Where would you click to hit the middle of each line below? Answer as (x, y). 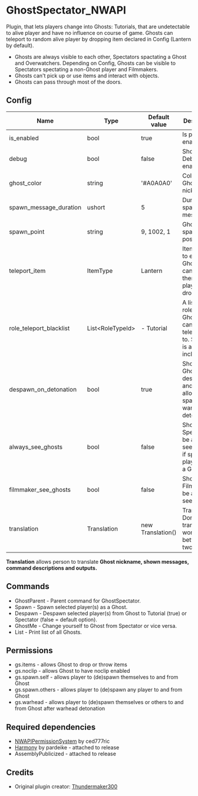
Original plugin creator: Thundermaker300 (66, 787)
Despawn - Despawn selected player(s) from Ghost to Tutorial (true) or (101, 613)
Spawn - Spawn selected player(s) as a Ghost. (71, 607)
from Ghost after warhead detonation (60, 709)
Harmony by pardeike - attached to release (67, 748)
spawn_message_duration (45, 207)
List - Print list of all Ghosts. (48, 632)
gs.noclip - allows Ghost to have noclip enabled (72, 671)
